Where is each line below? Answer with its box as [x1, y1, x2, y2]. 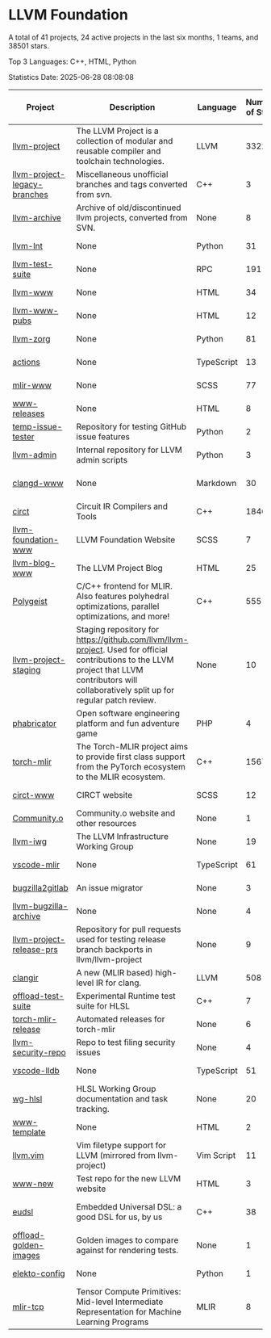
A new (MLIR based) [76, 967, 154, 978]
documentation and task [76, 1093, 169, 1104]
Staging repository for [76, 623, 160, 635]
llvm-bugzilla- [12, 900, 69, 912]
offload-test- [12, 990, 65, 1001]
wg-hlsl [12, 1093, 43, 1104]
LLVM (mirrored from [76, 1149, 156, 1160]
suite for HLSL [76, 1000, 131, 1011]
